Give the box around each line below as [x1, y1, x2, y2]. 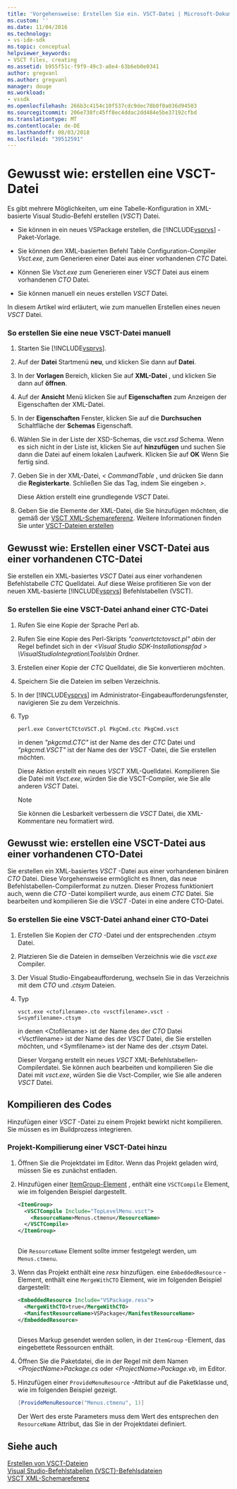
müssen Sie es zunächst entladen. [17, 1166, 118, 1175]
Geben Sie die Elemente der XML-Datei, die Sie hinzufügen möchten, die [17, 507, 229, 515]
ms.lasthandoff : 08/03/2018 [7, 129, 90, 136]
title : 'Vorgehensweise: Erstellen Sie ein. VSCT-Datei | [7, 10, 181, 18]
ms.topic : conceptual [7, 43, 71, 50]
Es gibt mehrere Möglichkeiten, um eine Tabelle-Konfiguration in [7, 205, 195, 213]
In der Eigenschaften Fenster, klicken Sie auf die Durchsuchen [17, 414, 202, 422]
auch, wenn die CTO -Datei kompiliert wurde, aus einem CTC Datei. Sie [7, 890, 214, 898]
